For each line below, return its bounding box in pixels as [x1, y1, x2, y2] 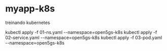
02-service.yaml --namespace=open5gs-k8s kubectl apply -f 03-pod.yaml [5, 34, 162, 40]
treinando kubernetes [5, 19, 51, 25]
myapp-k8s [5, 3, 55, 14]
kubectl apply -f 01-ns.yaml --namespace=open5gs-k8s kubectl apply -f [5, 29, 157, 35]
